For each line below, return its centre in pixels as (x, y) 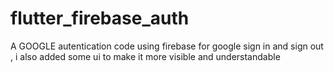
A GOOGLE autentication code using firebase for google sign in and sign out (167, 46)
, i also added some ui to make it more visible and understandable (145, 56)
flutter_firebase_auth (100, 18)
